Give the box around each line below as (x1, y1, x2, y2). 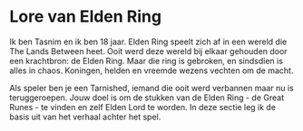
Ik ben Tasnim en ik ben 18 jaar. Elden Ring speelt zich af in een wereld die (9, 36, 288, 47)
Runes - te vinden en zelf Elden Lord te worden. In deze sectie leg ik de (9, 101, 277, 112)
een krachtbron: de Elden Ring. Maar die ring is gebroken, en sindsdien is (9, 55, 284, 66)
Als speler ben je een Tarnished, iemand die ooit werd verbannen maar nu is (9, 82, 294, 93)
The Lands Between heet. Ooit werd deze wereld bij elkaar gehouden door (9, 45, 288, 56)
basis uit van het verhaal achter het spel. (9, 111, 161, 122)
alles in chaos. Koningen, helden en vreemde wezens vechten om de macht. (9, 65, 294, 76)
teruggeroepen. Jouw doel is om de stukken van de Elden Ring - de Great (9, 92, 284, 103)
